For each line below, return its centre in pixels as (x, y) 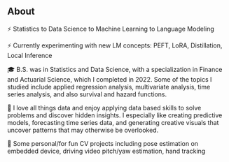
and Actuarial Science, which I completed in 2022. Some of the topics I (110, 79)
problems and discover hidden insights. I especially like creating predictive (115, 115)
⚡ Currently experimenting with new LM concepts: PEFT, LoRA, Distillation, (115, 45)
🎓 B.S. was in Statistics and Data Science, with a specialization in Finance (115, 69)
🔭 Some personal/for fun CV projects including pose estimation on (103, 143)
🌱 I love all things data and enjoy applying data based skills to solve (104, 108)
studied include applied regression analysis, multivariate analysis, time (109, 87)
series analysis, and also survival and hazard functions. (87, 94)
